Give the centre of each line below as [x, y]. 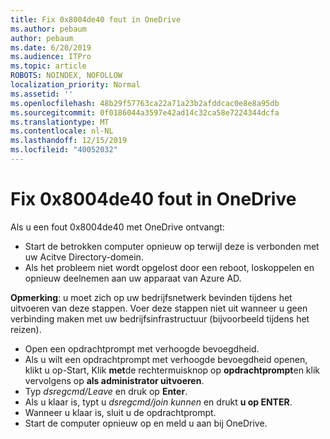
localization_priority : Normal [75, 85]
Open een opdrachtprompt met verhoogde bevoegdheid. [142, 348]
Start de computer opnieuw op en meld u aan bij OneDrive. [146, 423]
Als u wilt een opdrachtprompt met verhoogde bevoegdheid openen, [166, 359]
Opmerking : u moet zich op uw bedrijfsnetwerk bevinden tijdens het [151, 297]
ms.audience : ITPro [51, 57]
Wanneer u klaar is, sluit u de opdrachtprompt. [120, 412]
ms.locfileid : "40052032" [64, 150]
